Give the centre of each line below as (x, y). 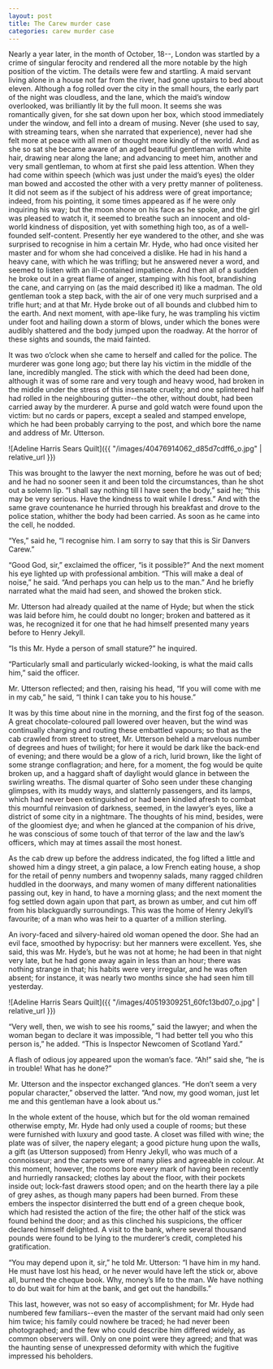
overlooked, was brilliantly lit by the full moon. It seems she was (115, 106)
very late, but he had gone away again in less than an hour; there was (125, 961)
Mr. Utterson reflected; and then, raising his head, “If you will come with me (135, 689)
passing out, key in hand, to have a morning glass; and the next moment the (135, 893)
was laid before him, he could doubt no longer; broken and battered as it (129, 616)
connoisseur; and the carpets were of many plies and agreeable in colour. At (136, 1161)
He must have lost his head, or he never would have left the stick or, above (133, 1271)
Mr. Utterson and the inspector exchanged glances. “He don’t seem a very (133, 1084)
